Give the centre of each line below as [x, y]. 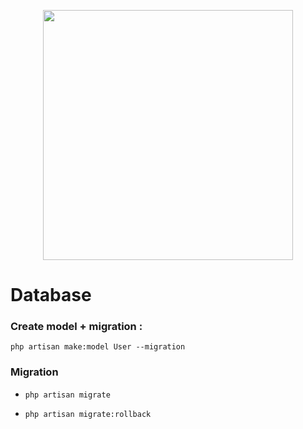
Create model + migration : [76, 327]
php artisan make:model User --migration [98, 347]
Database [51, 295]
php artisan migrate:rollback [88, 414]
